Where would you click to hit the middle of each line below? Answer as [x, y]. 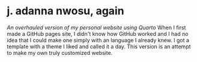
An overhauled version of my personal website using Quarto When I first [96, 27]
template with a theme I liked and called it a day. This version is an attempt [99, 46]
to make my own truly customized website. [60, 52]
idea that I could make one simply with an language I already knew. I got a [98, 40]
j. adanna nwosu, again [66, 11]
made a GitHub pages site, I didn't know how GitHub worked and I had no [98, 33]
